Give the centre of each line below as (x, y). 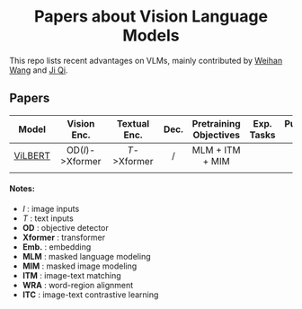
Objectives (217, 135)
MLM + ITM (216, 150)
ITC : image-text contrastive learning (90, 295)
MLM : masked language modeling (86, 256)
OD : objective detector (66, 227)
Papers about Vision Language (151, 17)
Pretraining (216, 123)
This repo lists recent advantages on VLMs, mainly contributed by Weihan (146, 60)
